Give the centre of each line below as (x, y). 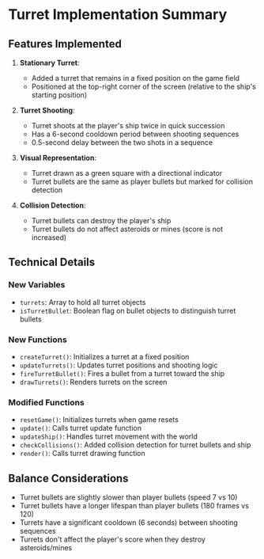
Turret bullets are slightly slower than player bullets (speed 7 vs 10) (128, 497)
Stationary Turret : (50, 63)
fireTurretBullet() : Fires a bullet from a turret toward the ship (122, 373)
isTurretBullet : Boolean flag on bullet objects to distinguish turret (128, 310)
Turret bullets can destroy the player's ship (101, 221)
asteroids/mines (46, 548)
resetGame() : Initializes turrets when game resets (99, 420)
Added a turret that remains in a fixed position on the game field (135, 78)
